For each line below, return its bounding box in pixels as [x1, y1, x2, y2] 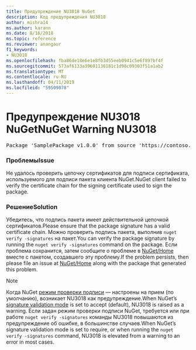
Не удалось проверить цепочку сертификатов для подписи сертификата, [6, 169, 190, 176]
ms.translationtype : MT [6, 69, 64, 74]
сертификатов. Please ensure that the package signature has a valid [6, 222, 170, 229]
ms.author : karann [6, 25, 51, 31]
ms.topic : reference [6, 36, 57, 42]
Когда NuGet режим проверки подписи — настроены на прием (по [6, 288, 174, 296]
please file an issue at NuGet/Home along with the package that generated [6, 260, 186, 267]
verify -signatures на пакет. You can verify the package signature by [6, 235, 175, 242]
